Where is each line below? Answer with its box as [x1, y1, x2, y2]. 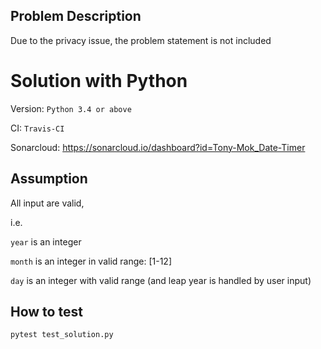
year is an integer [10, 235, 82, 248]
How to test [10, 303, 83, 320]
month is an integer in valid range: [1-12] [10, 255, 172, 267]
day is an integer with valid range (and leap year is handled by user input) [10, 274, 312, 286]
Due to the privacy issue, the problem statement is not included [10, 34, 272, 46]
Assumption [10, 170, 88, 188]
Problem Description [10, 8, 142, 25]
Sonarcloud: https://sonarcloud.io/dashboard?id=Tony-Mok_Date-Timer [10, 141, 306, 153]
